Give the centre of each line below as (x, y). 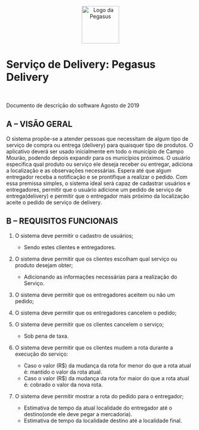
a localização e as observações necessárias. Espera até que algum (89, 170)
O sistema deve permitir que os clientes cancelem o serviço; (89, 324)
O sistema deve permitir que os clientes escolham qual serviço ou (96, 259)
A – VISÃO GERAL (39, 124)
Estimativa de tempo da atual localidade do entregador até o (98, 408)
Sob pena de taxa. (46, 336)
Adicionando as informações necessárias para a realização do (100, 277)
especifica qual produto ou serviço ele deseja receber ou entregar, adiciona (99, 164)
